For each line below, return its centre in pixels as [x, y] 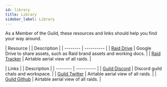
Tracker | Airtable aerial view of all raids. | [48, 59]
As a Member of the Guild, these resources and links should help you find [81, 33]
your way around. [23, 38]
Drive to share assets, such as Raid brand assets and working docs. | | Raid [83, 53]
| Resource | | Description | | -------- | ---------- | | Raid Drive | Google [78, 48]
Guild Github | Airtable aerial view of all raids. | [53, 79]
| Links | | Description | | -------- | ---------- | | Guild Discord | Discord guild [83, 68]
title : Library [21, 14]
